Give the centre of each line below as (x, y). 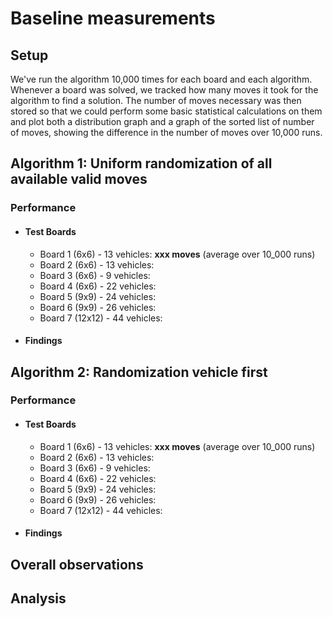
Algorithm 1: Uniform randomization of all (141, 163)
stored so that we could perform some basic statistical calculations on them (166, 111)
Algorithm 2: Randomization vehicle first (139, 372)
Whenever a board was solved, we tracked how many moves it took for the (164, 90)
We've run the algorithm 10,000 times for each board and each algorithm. (161, 79)
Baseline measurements (113, 18)
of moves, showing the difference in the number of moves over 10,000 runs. (166, 132)
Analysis (38, 598)
